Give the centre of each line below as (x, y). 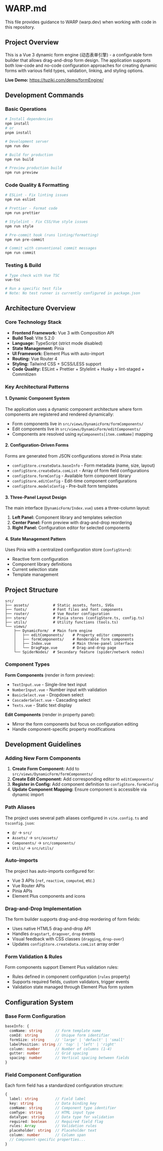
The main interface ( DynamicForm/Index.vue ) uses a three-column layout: (78, 508)
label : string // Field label (48, 1099)
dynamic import (28, 795)
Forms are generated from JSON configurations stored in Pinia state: (74, 456)
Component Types (27, 664)
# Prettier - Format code (31, 209)
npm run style (19, 226)
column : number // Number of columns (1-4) (61, 1049)
